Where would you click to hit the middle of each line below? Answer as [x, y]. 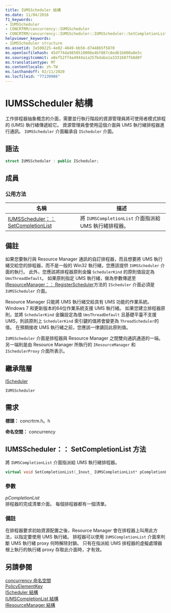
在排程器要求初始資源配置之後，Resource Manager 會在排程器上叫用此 [79, 530]
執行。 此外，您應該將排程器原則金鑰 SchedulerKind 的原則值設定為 [84, 272]
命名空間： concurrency [31, 432]
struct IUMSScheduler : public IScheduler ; [52, 161]
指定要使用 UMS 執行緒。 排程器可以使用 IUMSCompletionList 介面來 [90, 536]
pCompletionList [22, 498]
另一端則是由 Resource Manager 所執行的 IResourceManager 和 [70, 345]
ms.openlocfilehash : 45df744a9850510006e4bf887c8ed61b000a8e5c [74, 53]
